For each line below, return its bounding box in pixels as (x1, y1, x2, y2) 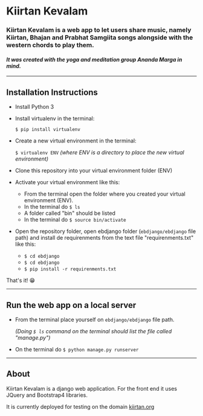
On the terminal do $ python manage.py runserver (14, 345, 139, 353)
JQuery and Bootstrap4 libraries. (6, 391, 88, 398)
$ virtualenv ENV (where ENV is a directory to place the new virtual (14, 149, 184, 156)
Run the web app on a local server (6, 300, 137, 310)
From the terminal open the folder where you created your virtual (24, 190, 185, 197)
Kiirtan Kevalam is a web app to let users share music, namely (6, 26, 192, 34)
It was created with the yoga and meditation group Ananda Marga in (6, 56, 182, 63)
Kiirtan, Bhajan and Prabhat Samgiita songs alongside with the (6, 33, 193, 42)
